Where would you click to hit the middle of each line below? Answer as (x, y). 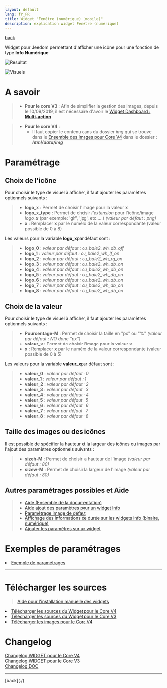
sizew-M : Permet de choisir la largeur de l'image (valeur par (87, 469)
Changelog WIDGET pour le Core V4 (42, 656)
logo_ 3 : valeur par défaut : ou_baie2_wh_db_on (74, 264)
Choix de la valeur (34, 306)
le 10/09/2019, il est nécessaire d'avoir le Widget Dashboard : (87, 111)
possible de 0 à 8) (43, 229)
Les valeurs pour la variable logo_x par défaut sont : (58, 239)
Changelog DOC (22, 666)
